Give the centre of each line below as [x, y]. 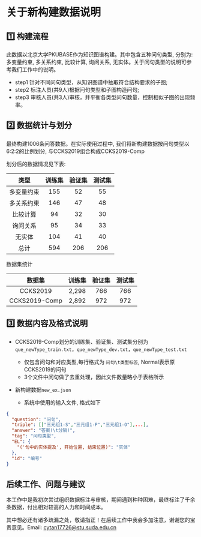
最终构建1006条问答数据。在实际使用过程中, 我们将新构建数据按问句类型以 [98, 143]
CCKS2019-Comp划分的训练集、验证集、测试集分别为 [82, 341]
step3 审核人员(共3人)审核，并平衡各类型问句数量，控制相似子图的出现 [102, 97]
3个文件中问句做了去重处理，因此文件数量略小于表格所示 [94, 377]
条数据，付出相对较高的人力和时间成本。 [56, 507]
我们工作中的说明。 [35, 69]
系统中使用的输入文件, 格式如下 [62, 402]
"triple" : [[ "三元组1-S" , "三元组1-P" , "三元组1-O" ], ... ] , [80, 425]
